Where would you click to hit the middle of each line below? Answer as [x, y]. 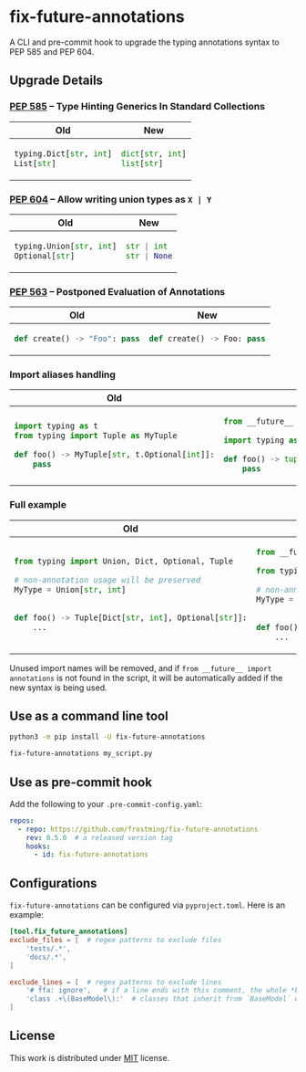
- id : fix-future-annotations [91, 855]
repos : [22, 820]
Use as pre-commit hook [81, 782]
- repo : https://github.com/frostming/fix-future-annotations [138, 829]
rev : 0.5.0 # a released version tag [99, 837]
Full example [38, 505]
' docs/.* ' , [46, 957]
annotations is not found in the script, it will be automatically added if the [146, 678]
